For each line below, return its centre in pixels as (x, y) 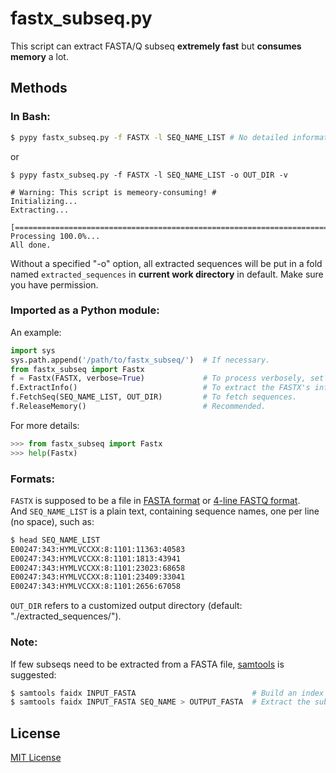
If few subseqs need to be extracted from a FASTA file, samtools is (147, 664)
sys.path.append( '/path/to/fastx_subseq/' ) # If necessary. (140, 360)
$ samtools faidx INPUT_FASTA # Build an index (167, 693)
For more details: (45, 425)
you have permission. (54, 284)
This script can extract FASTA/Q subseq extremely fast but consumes (156, 46)
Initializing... (44, 201)
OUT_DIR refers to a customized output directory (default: (126, 606)
